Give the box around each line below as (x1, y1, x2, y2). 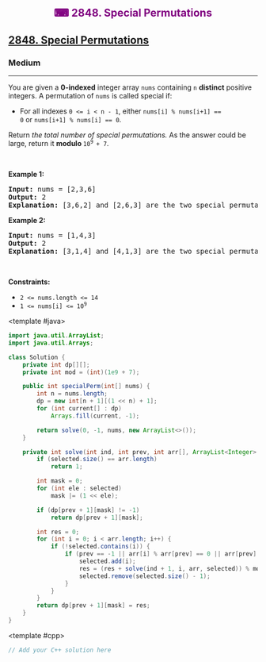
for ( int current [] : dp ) (36, 405, 123, 413)
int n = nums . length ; (36, 390, 108, 398)
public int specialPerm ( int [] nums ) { (22, 383, 150, 391)
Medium (8, 57, 41, 68)
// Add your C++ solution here (8, 646, 112, 654)
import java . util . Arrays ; (8, 339, 93, 347)
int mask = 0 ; (36, 477, 83, 485)
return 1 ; (50, 463, 83, 471)
